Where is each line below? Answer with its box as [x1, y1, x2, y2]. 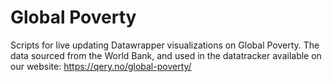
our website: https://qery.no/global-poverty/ [10, 60, 192, 72]
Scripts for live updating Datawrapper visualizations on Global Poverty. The [10, 39, 320, 51]
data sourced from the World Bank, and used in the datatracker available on [10, 49, 322, 61]
